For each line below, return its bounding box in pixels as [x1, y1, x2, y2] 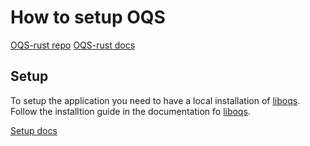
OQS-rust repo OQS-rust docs [10, 39, 136, 51]
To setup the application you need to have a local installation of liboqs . [10, 94, 301, 106]
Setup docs [10, 124, 58, 136]
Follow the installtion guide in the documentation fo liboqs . [10, 105, 251, 117]
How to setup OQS [10, 6, 166, 29]
